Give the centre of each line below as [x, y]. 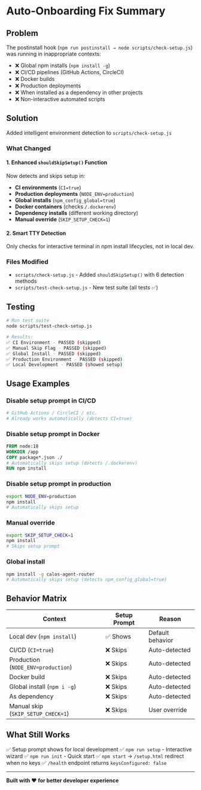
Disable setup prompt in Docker [53, 434]
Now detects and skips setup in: [46, 175]
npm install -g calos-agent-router [51, 574]
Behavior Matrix [36, 598]
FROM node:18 [22, 446]
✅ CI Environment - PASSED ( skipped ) [54, 343]
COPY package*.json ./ [34, 457]
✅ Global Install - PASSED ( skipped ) [54, 354]
